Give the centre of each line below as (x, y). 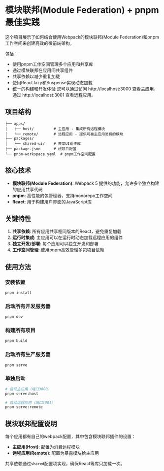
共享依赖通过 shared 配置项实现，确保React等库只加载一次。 (65, 464)
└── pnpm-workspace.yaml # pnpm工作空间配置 (50, 154)
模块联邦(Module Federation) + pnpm (82, 10)
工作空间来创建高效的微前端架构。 (40, 43)
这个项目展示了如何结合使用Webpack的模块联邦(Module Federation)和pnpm (82, 37)
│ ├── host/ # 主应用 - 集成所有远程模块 (55, 129)
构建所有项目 (20, 331)
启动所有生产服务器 (28, 354)
